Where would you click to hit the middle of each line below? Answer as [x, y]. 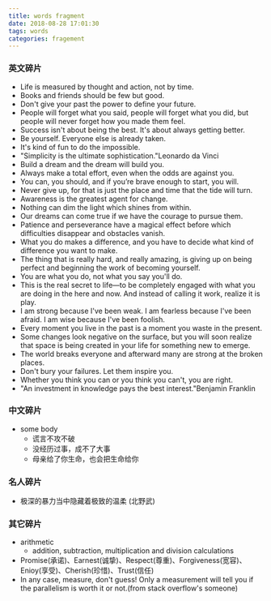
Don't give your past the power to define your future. [108, 104]
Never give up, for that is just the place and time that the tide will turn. [136, 190]
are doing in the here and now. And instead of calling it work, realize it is [140, 294]
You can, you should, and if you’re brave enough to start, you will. [129, 181]
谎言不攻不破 [53, 438]
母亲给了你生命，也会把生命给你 [85, 458]
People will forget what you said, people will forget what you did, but [134, 112]
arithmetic [37, 542]
